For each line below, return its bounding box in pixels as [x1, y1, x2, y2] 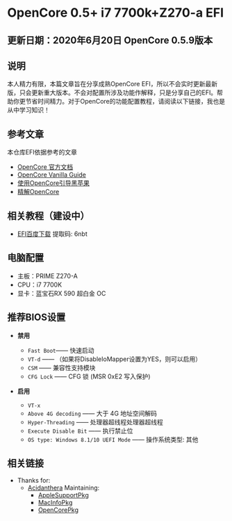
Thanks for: [17, 476, 51, 485]
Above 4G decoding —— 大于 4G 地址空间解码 [27, 409, 158, 417]
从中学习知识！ [7, 106, 50, 114]
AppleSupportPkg [38, 491, 89, 499]
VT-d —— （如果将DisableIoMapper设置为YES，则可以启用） [27, 355, 202, 363]
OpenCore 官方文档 [17, 163, 74, 171]
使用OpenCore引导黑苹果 [17, 179, 90, 187]
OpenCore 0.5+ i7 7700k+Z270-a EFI [7, 5, 224, 21]
